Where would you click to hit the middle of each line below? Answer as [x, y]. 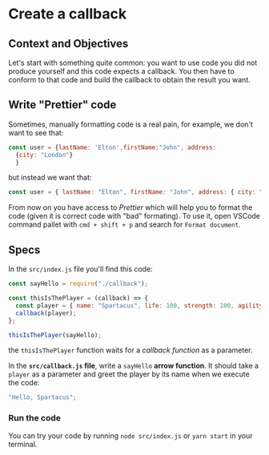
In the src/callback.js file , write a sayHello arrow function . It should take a [133, 366]
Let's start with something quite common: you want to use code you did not [133, 62]
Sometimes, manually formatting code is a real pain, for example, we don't [131, 124]
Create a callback [67, 14]
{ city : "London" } [44, 155]
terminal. [23, 444]
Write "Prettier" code [62, 105]
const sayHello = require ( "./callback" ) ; [78, 284]
